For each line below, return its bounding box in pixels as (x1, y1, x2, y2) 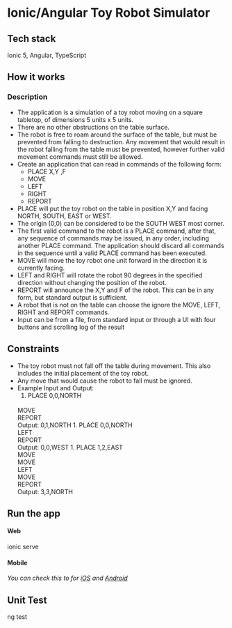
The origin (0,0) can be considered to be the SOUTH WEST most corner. (17, 219, 224, 227)
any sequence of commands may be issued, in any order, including (17, 233, 210, 242)
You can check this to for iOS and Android (7, 574, 129, 583)
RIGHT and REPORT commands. (17, 308, 110, 316)
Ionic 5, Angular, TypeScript (7, 51, 87, 59)
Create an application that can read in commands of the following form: (17, 160, 222, 168)
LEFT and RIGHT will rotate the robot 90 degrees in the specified (17, 270, 203, 279)
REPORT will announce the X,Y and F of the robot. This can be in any (17, 286, 214, 294)
